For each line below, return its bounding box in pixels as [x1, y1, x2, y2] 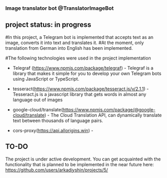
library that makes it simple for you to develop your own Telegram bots [12, 70, 162, 76]
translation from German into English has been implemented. [5, 45, 133, 51]
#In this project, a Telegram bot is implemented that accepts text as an [5, 34, 154, 40]
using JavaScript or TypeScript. [12, 75, 80, 82]
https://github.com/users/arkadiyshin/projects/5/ [5, 167, 108, 173]
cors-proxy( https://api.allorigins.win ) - [12, 127, 93, 133]
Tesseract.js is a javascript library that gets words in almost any [12, 91, 147, 97]
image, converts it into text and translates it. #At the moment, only [5, 39, 144, 46]
